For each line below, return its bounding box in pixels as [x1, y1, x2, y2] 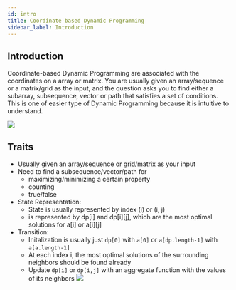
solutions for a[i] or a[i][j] [28, 220, 102, 229]
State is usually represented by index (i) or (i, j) [28, 205, 166, 214]
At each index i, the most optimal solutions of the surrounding [28, 251, 209, 259]
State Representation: [17, 197, 82, 206]
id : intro [7, 10, 37, 18]
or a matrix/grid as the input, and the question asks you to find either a [7, 84, 214, 93]
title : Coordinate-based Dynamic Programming [7, 17, 144, 24]
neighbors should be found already [28, 258, 132, 266]
